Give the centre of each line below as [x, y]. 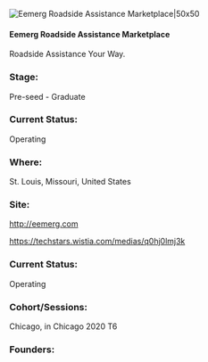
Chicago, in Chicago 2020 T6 [63, 326]
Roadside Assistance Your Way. [67, 54]
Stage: [24, 78]
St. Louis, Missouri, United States [70, 182]
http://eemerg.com [44, 224]
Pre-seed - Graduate [48, 96]
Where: [26, 162]
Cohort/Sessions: [48, 307]
